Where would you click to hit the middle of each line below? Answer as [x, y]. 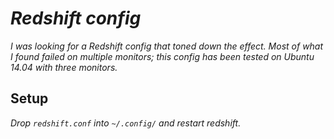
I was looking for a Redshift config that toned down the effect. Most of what [167, 46]
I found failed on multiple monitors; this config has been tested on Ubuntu [162, 56]
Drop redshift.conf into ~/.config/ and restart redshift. [126, 123]
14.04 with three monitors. [64, 67]
